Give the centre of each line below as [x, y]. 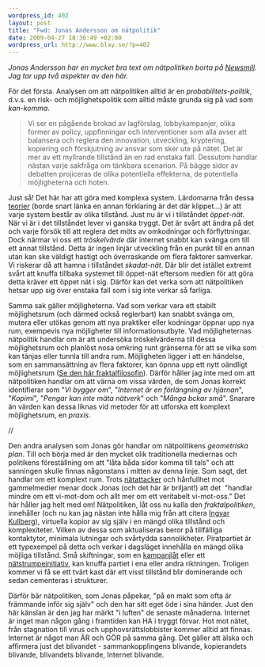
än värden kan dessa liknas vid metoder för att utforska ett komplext [119, 407]
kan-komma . [29, 109]
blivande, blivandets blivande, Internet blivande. [86, 655]
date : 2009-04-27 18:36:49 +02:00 [65, 38]
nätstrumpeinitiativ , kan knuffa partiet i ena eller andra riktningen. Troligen [129, 564]
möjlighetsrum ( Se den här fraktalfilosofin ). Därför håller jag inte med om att [132, 373]
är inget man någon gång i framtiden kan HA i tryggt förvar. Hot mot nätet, [129, 621]
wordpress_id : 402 [38, 15]
